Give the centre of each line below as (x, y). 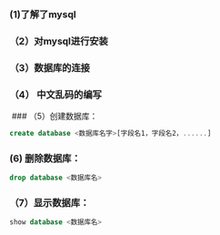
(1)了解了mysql (43, 14)
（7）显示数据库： (50, 203)
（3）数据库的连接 (50, 67)
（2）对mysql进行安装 (59, 41)
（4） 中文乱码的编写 (56, 95)
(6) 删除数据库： (45, 158)
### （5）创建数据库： (55, 117)
